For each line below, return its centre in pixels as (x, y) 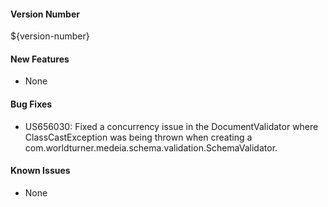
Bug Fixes (31, 104)
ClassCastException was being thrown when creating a (138, 137)
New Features (40, 59)
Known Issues (40, 171)
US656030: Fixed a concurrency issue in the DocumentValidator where (171, 126)
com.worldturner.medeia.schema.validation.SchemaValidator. (151, 147)
